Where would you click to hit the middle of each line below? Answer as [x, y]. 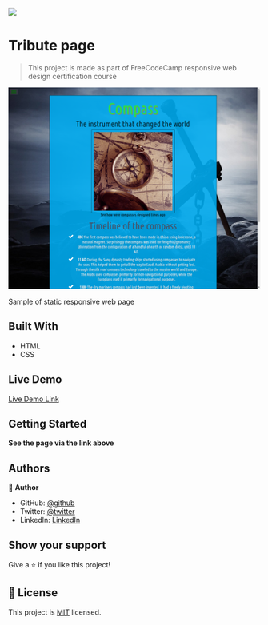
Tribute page [52, 46]
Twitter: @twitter [47, 512]
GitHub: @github [47, 503]
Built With [33, 326]
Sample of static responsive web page [71, 302]
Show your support [57, 545]
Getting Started [48, 424]
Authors [29, 468]
